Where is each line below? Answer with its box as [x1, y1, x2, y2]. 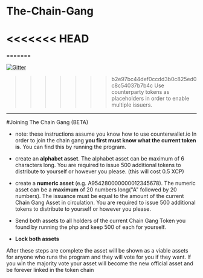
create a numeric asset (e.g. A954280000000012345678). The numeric [14, 180, 196, 187]
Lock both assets [14, 235, 59, 243]
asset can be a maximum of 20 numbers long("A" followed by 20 [14, 186, 177, 193]
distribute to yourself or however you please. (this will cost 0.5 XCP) [14, 168, 184, 175]
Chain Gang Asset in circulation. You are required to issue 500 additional [14, 199, 196, 207]
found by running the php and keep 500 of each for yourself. [14, 223, 166, 231]
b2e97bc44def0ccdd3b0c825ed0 [111, 76, 197, 83]
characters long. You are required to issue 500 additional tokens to [14, 162, 181, 169]
